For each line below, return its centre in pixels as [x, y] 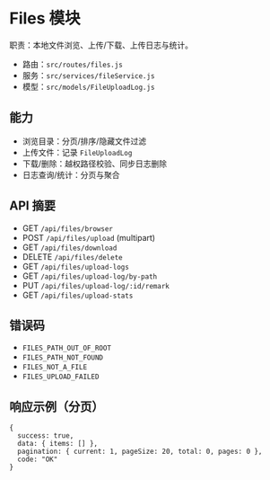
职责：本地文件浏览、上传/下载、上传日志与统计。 [101, 45]
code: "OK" [38, 459]
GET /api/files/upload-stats [78, 295]
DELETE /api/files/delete [72, 256]
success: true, [46, 436]
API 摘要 [33, 206]
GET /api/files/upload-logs [76, 266]
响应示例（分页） [57, 407]
